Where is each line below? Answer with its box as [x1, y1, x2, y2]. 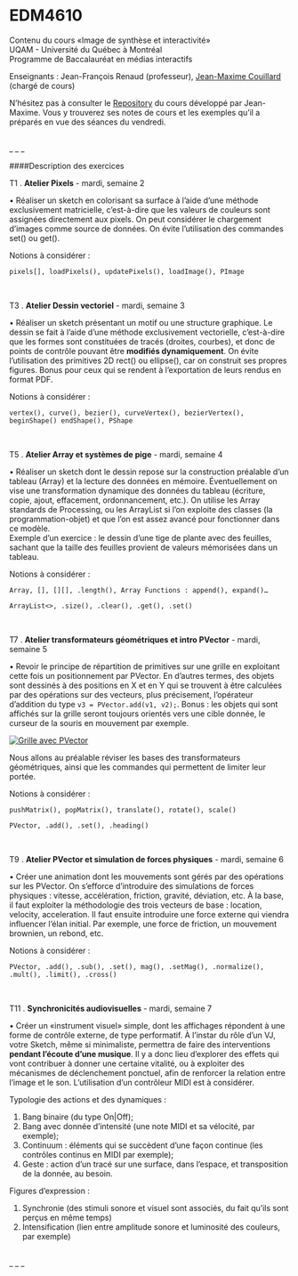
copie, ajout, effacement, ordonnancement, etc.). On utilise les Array [9, 495, 261, 505]
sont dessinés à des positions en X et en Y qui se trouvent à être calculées [9, 680, 283, 690]
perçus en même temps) [21, 1212, 113, 1223]
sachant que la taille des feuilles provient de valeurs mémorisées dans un [9, 542, 278, 553]
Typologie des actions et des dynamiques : [9, 1094, 167, 1104]
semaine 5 [9, 643, 47, 654]
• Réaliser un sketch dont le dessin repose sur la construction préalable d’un [9, 466, 289, 477]
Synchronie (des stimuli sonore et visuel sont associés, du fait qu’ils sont [21, 1202, 289, 1213]
